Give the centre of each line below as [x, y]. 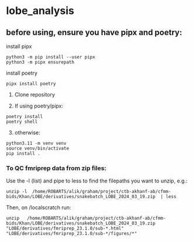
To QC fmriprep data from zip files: [56, 168]
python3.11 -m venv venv [36, 143]
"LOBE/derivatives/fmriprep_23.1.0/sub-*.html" [65, 229]
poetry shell [22, 122]
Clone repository [35, 94]
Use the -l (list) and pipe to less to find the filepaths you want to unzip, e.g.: [97, 181]
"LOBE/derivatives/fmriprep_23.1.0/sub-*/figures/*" [72, 234]
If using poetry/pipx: [39, 106]
